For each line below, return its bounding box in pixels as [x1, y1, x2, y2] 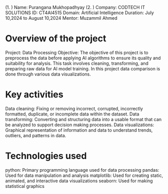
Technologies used [5, 150, 87, 162]
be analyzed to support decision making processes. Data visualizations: [5, 122, 154, 128]
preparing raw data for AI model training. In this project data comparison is [5, 65, 160, 71]
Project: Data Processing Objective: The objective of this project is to [5, 49, 149, 55]
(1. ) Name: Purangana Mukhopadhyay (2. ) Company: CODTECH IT [5, 5, 145, 10]
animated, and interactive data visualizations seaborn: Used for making [5, 177, 153, 184]
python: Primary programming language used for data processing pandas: [5, 167, 159, 173]
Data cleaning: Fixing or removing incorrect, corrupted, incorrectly [5, 105, 143, 111]
